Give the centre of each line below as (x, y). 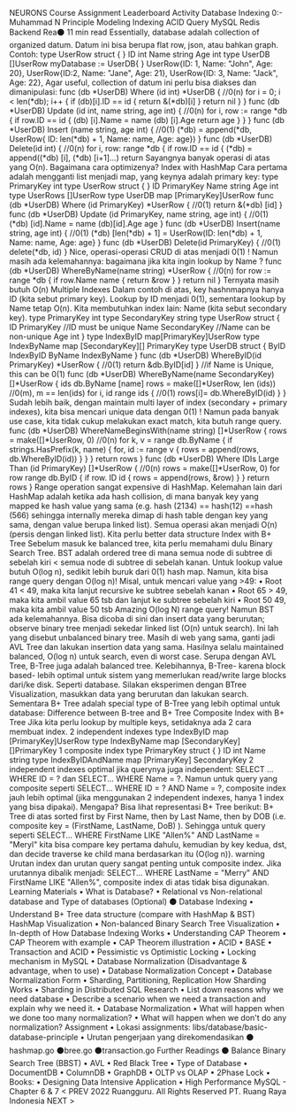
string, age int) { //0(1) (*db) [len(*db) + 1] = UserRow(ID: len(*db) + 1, (136, 233)
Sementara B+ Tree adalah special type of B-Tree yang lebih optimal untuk (145, 703)
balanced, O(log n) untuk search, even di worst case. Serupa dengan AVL (143, 656)
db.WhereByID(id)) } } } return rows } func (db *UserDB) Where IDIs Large (144, 459)
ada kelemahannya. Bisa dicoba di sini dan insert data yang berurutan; (137, 618)
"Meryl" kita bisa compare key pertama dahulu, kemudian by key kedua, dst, (148, 844)
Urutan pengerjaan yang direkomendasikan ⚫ (171, 1037)
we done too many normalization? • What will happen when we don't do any (148, 1018)
